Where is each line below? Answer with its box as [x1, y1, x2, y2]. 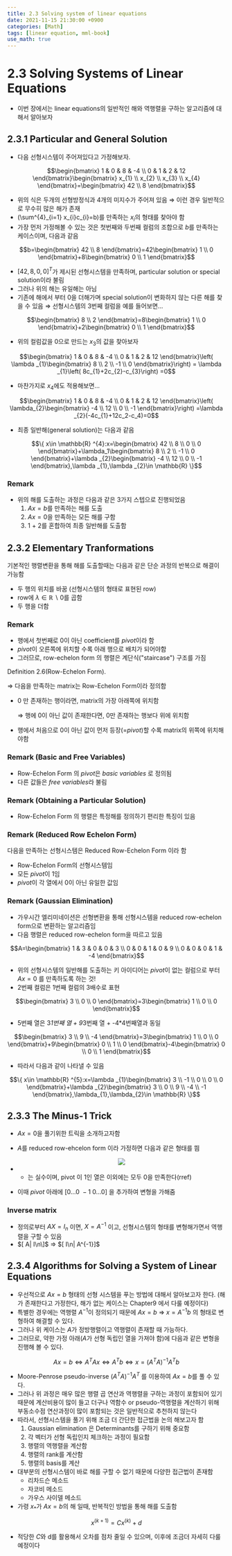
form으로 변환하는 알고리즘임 [17, 921, 96, 929]
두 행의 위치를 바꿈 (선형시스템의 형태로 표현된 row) [17, 585, 157, 593]
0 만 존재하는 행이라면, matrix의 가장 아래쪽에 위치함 [17, 697, 159, 705]
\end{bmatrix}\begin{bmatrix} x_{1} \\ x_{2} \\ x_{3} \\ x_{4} [32, 174, 201, 182]
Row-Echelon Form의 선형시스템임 [17, 861, 113, 870]
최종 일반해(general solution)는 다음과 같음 [17, 426, 135, 434]
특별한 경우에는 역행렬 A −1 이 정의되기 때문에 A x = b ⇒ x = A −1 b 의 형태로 [17, 1306, 217, 1316]
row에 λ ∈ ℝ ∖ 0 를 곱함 [17, 593, 83, 602]
